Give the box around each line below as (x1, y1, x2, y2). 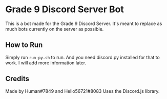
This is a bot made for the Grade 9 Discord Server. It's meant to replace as (5, 20, 162, 27)
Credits (5, 75, 30, 83)
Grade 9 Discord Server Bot (5, 4, 124, 15)
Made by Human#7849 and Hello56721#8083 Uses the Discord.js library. (5, 88, 160, 94)
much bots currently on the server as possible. (5, 26, 104, 32)
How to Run (5, 41, 43, 49)
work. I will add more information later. (5, 60, 87, 66)
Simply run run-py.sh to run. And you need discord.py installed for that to (5, 54, 160, 60)
